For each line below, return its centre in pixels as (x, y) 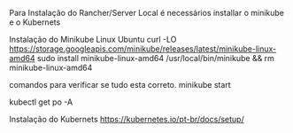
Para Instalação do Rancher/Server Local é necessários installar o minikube (147, 13)
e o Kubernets (35, 22)
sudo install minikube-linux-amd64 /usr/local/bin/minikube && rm (155, 58)
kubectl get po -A (41, 102)
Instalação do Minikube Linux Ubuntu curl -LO (93, 39)
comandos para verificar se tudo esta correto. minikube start (120, 85)
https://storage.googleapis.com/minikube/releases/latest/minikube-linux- (143, 49)
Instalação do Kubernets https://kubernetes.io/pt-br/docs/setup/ (127, 119)
